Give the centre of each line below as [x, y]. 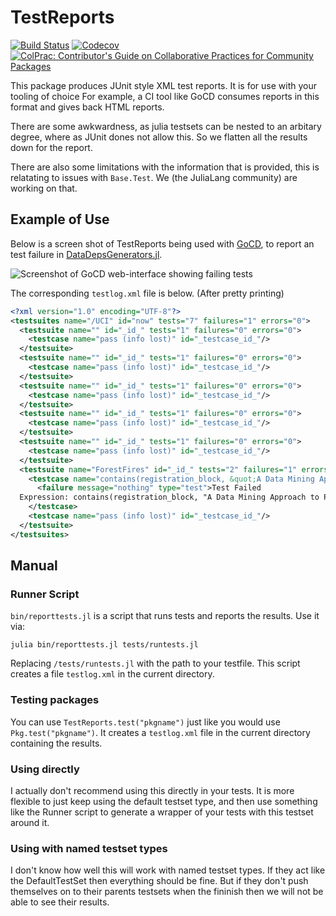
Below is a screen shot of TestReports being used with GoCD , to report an [162, 243]
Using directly [45, 769]
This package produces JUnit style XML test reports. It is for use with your [163, 85]
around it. [30, 822]
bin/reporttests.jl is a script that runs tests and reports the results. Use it [165, 616]
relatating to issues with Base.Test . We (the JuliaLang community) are [154, 177]
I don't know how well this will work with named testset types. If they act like [168, 870]
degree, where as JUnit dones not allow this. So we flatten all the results [159, 137]
